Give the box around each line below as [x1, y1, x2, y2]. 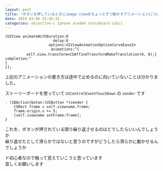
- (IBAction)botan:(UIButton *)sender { [5, 100, 89, 105]
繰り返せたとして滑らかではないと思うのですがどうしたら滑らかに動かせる [5, 138, 154, 144]
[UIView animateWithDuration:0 [5, 34, 69, 39]
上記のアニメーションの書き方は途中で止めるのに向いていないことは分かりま [5, 74, 159, 80]
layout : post [5, 7, 32, 12]
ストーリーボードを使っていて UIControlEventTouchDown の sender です [5, 91, 145, 96]
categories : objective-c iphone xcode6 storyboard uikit [5, 20, 123, 26]
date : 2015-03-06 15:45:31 [5, 16, 60, 21]
